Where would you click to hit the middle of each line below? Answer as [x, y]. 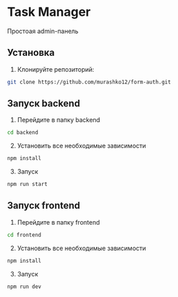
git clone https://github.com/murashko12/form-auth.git [89, 82]
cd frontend [24, 235]
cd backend [23, 133]
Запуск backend [44, 104]
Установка [31, 53]
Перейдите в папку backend [59, 120]
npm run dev [24, 287]
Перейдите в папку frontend [58, 222]
